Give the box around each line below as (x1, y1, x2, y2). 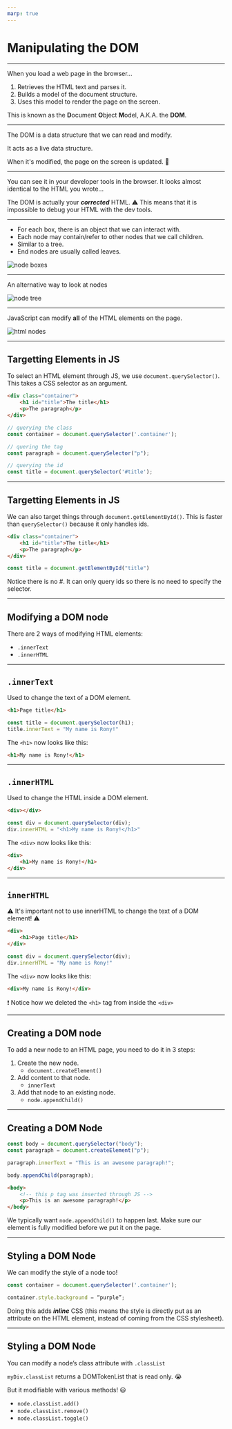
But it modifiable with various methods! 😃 (7, 1385, 126, 1394)
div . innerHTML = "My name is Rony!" (7, 959, 113, 966)
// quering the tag (7, 443, 64, 450)
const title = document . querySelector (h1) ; (7, 719, 135, 726)
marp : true (7, 10, 39, 17)
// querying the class (7, 424, 72, 431)
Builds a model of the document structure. (17, 90, 137, 98)
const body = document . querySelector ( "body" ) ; (7, 1141, 144, 1148)
